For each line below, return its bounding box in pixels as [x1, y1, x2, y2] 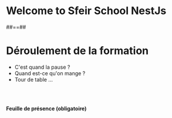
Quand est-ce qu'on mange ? [14, 69, 86, 77]
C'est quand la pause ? [14, 63, 70, 70]
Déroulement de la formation [6, 44, 149, 58]
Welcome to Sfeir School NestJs [6, 4, 167, 18]
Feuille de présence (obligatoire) [6, 104, 87, 112]
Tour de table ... [14, 76, 53, 83]
